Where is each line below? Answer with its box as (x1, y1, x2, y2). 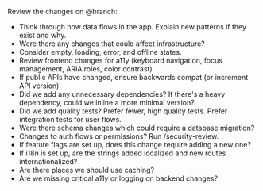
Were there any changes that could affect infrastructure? (18, 39, 206, 48)
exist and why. (18, 31, 67, 40)
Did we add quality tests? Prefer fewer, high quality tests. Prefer (18, 106, 228, 116)
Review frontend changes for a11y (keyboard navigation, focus (18, 55, 223, 65)
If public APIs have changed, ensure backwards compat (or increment (18, 73, 249, 82)
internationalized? (18, 157, 78, 166)
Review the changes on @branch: (7, 7, 118, 16)
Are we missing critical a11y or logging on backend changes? (18, 174, 219, 183)
